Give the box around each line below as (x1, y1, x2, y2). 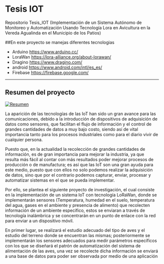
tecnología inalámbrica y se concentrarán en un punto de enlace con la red (5, 212, 156, 218)
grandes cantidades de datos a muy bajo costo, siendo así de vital (5, 126, 138, 132)
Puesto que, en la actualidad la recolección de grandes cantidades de (5, 146, 145, 152)
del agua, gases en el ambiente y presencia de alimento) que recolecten (5, 202, 150, 208)
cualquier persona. (5, 137, 43, 142)
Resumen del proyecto (5, 88, 75, 97)
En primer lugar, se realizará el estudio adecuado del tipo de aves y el (5, 227, 145, 233)
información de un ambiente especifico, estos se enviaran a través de (5, 207, 145, 213)
